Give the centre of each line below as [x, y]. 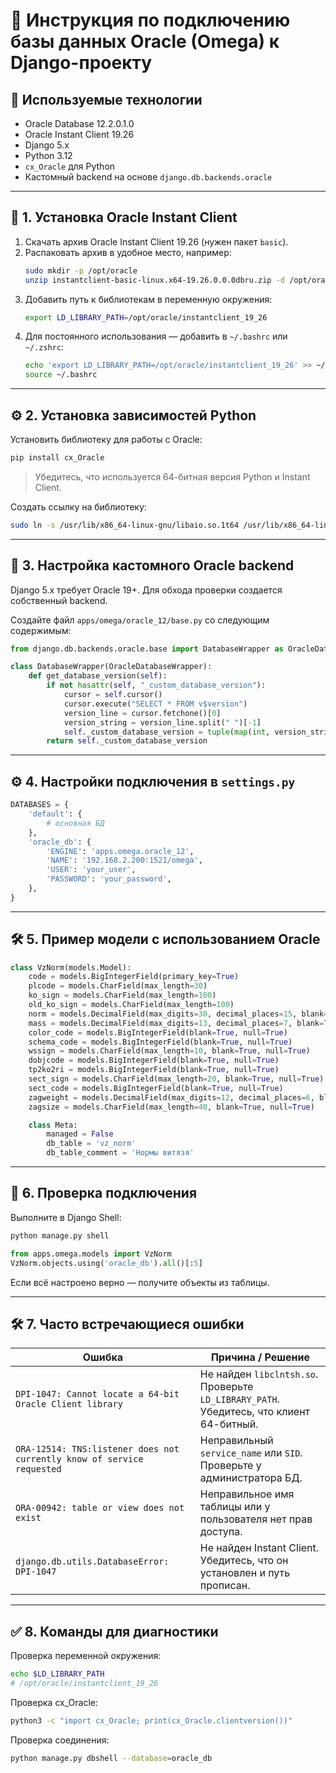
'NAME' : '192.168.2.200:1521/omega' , [124, 860]
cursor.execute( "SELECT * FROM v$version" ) [155, 704]
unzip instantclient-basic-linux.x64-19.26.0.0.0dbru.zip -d [155, 280]
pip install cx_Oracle [57, 458]
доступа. [221, 1532]
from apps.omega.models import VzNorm [91, 1254]
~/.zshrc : [44, 347]
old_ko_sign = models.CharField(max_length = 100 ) [131, 1005]
